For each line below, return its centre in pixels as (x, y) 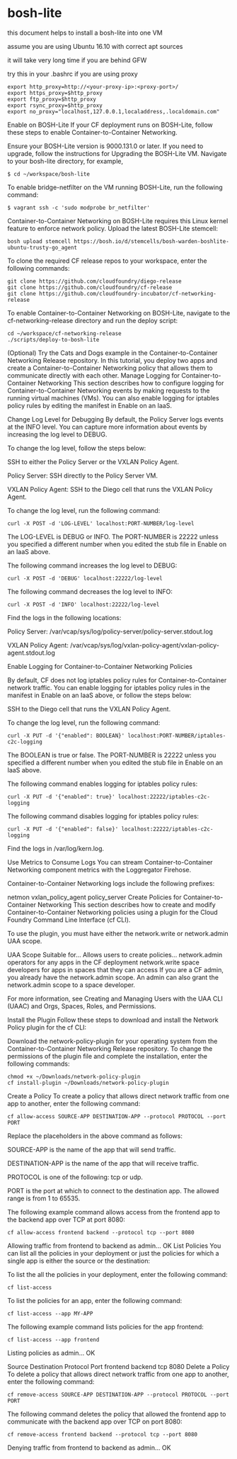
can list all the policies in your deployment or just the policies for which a (113, 1253)
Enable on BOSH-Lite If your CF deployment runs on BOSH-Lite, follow (110, 125)
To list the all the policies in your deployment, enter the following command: (117, 1274)
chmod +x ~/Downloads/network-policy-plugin (74, 1076)
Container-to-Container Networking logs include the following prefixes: (111, 883)
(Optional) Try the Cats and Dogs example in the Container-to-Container (112, 353)
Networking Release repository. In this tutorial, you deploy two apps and (112, 360)
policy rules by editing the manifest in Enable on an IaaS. (89, 405)
